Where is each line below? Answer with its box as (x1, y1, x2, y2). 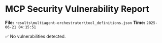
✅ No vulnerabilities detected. (5, 33, 66, 39)
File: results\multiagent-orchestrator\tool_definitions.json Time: (5, 20, 146, 25)
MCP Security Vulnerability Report (5, 3, 149, 15)
